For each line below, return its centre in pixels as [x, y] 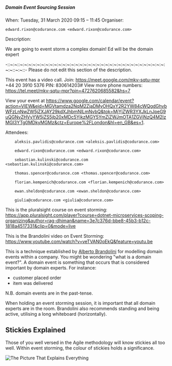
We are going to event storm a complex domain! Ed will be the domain [79, 49]
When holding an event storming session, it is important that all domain [80, 303]
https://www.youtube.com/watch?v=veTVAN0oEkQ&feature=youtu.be [79, 241]
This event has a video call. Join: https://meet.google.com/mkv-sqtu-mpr [83, 80]
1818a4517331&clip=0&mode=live [41, 226]
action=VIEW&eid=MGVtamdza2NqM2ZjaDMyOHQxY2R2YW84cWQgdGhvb [86, 106]
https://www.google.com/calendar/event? [90, 101]
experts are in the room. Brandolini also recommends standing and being [82, 309]
